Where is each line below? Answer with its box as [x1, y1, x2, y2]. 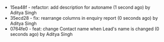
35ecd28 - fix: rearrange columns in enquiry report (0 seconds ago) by [10, 15, 158, 21]
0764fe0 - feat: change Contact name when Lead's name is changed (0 [10, 26, 159, 32]
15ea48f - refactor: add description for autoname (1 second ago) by [10, 5, 150, 10]
